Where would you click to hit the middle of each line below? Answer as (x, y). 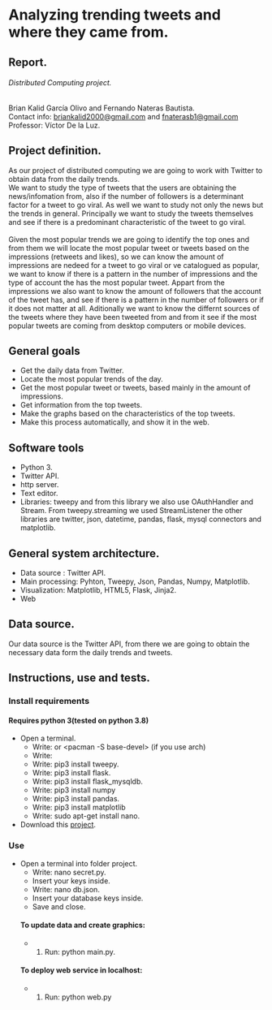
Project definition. (55, 151)
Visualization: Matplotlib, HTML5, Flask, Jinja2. (98, 590)
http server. (39, 485)
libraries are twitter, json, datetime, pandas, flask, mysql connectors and (141, 519)
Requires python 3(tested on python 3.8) (79, 720)
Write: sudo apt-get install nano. (86, 816)
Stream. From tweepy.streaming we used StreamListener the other (132, 511)
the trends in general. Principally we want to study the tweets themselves (131, 214)
